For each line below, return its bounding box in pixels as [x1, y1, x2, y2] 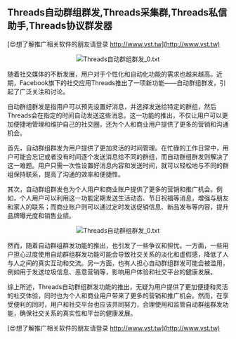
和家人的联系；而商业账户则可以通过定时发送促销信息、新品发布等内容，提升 [7, 203, 229, 211]
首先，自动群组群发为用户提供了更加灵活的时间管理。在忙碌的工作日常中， [7, 143, 223, 152]
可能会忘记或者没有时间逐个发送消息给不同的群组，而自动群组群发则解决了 [13, 152, 229, 160]
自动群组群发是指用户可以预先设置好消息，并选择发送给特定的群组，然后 [7, 102, 216, 110]
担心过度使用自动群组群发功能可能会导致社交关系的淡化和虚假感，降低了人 [13, 250, 229, 258]
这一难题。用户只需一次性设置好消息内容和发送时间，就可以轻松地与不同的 [7, 161, 223, 169]
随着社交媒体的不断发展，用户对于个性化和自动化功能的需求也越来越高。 [7, 70, 216, 78]
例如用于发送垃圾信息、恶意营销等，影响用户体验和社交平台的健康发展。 [7, 267, 216, 276]
